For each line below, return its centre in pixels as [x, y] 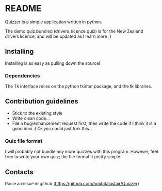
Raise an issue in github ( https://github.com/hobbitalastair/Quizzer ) [72, 183]
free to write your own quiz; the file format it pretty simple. [63, 157]
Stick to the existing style [37, 113]
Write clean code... [31, 118]
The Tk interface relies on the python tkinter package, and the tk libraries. [79, 86]
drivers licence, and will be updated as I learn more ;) [58, 36]
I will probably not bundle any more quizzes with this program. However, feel [81, 152]
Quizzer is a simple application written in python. [54, 22]
